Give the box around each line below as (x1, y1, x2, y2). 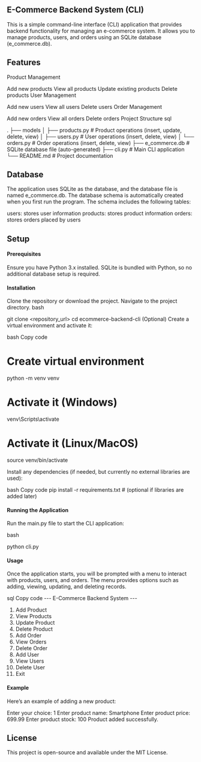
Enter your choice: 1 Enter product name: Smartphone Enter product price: (7, 709, 191, 716)
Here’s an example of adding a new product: (7, 698, 116, 705)
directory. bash (7, 304, 44, 311)
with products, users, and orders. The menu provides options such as (7, 577, 179, 584)
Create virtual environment (7, 355, 145, 368)
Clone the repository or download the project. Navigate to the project (7, 297, 178, 305)
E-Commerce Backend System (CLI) (7, 5, 145, 15)
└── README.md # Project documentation (7, 152, 113, 159)
